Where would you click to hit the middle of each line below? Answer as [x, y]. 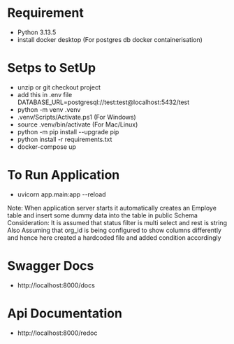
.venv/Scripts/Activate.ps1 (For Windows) [76, 117]
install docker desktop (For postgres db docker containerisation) [110, 39]
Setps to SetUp [52, 68]
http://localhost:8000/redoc [57, 333]
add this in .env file [45, 94]
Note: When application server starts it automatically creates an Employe [112, 208]
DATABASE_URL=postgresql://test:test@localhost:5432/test [103, 102]
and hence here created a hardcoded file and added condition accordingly [114, 237]
